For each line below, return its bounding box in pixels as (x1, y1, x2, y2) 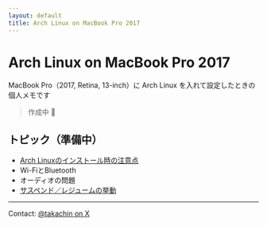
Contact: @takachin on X (8, 208, 90, 219)
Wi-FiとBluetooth (19, 166, 77, 175)
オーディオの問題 (19, 176, 75, 185)
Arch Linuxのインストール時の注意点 (19, 156, 139, 166)
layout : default (8, 11, 62, 20)
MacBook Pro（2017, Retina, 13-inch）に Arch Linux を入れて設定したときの (8, 80, 256, 90)
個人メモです (8, 91, 50, 100)
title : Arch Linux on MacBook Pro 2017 (8, 19, 141, 27)
